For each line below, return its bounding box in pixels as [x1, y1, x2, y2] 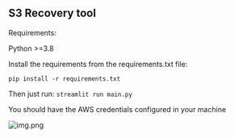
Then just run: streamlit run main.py [8, 89, 133, 98]
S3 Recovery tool [8, 6, 97, 20]
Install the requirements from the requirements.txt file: [8, 59, 188, 69]
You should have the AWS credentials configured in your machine [8, 104, 227, 114]
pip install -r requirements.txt [8, 74, 121, 83]
